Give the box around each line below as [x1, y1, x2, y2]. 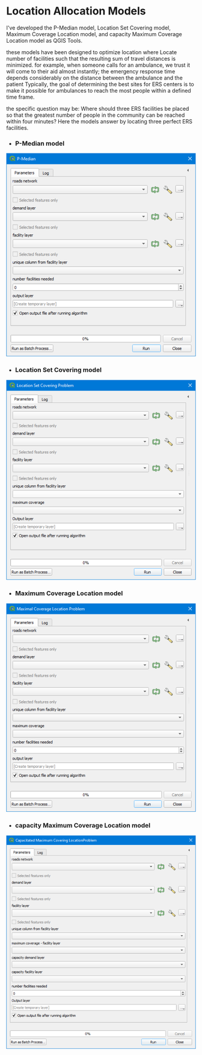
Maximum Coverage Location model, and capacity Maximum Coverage [6, 30, 182, 37]
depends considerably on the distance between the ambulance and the [6, 74, 183, 81]
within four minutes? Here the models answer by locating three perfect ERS [6, 117, 193, 125]
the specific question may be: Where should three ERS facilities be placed [6, 105, 189, 112]
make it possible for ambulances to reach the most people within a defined [6, 87, 191, 94]
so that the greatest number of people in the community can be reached [6, 111, 185, 119]
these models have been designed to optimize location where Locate [6, 48, 177, 55]
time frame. [6, 93, 35, 101]
